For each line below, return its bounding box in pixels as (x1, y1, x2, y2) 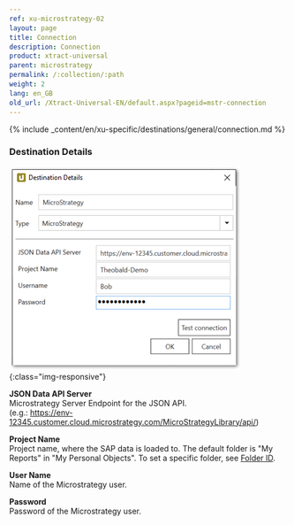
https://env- (29, 407, 73, 418)
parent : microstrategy (9, 61, 93, 70)
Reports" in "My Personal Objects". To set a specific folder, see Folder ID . (9, 452, 276, 463)
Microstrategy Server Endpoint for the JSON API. (9, 398, 187, 408)
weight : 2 (9, 80, 46, 89)
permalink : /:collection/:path (9, 71, 124, 80)
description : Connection (9, 42, 101, 51)
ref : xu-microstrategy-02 (9, 14, 104, 23)
